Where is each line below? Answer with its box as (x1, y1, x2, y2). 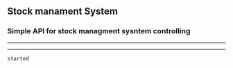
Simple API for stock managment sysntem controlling (7, 26, 191, 36)
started (7, 55, 30, 62)
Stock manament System (7, 6, 118, 17)
